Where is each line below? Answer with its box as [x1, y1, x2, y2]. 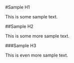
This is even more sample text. [5, 52, 68, 58]
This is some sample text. [5, 14, 58, 19]
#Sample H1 [5, 4, 30, 10]
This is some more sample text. [5, 33, 70, 39]
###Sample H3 [5, 43, 36, 49]
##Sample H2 [5, 23, 33, 29]
